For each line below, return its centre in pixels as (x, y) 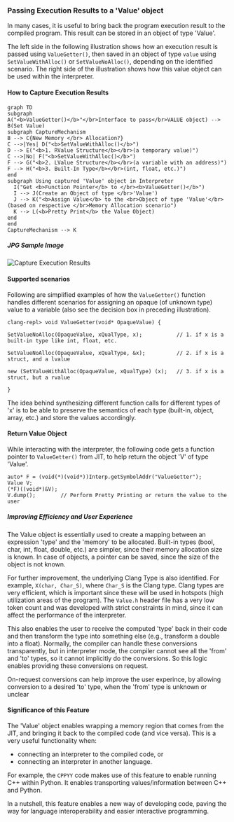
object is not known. (36, 564)
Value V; (20, 483)
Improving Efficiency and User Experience (70, 517)
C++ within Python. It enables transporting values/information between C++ (117, 783)
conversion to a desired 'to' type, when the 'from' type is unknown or (107, 687)
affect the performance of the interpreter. (67, 615)
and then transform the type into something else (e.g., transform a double (113, 636)
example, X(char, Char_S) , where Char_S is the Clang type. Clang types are (116, 585)
